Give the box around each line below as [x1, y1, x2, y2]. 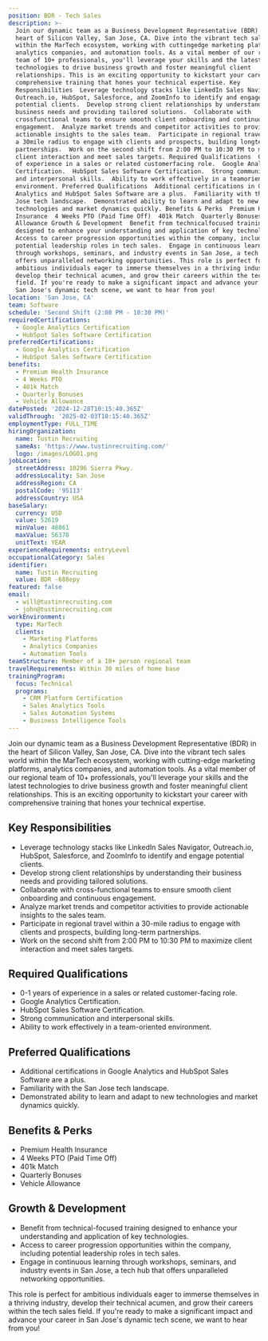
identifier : [8, 560, 48, 569]
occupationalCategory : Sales [8, 553, 105, 561]
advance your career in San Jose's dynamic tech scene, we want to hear [8, 1315, 248, 1324]
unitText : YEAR [15, 539, 66, 547]
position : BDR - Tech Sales [8, 11, 102, 20]
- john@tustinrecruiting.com [15, 605, 112, 613]
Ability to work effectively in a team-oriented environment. [19, 1023, 212, 1032]
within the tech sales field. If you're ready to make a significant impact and [8, 1306, 254, 1315]
